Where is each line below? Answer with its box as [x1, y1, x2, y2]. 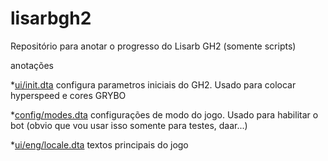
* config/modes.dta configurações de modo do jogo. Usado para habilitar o [10, 108, 319, 121]
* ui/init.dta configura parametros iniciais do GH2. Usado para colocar [10, 78, 297, 91]
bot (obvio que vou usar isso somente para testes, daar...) [10, 119, 248, 131]
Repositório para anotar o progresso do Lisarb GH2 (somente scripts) [10, 40, 297, 52]
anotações [10, 59, 54, 71]
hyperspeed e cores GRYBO [10, 89, 127, 101]
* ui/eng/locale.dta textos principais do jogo [10, 138, 189, 151]
